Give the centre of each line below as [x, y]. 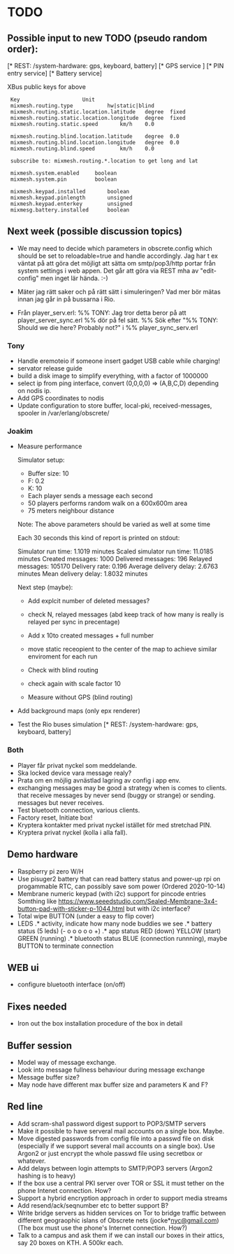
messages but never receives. [61, 802]
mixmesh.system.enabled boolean [64, 173]
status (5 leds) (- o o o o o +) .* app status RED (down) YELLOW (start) [119, 931]
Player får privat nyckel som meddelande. [77, 765]
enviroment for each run [63, 656]
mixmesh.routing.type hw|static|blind [82, 106]
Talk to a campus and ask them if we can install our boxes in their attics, [121, 1235]
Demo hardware [43, 854]
